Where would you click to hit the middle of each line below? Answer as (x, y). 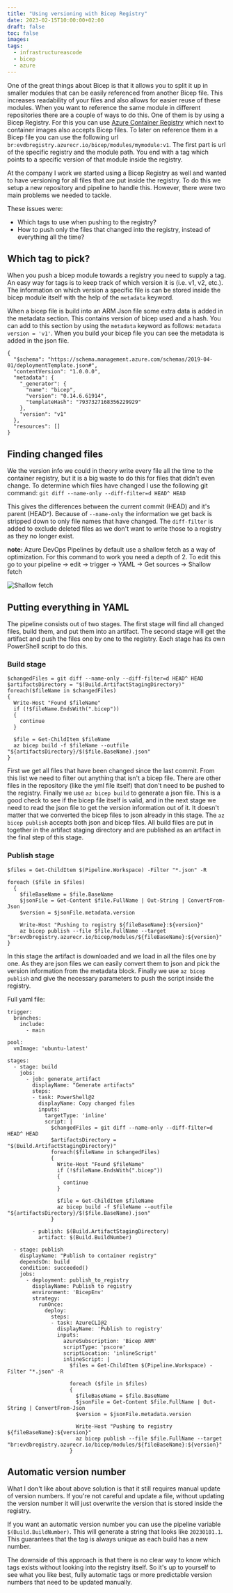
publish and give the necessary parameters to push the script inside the (111, 978)
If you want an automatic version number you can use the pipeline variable (114, 1524)
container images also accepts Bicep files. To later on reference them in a (113, 130)
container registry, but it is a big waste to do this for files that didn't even (111, 479)
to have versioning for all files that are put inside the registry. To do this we (114, 180)
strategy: (46, 1298)
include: (32, 1024)
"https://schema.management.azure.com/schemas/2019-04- (130, 359)
